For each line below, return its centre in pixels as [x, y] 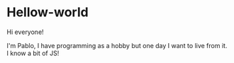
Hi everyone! [25, 32]
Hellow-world [48, 12]
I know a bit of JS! [33, 53]
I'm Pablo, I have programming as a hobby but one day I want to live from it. [117, 45]
